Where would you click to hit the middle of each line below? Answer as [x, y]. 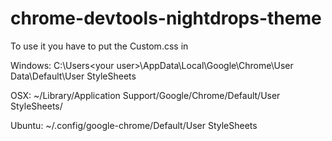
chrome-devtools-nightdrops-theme [166, 18]
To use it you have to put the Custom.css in [99, 46]
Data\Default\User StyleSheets [73, 76]
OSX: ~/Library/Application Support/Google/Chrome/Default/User [145, 95]
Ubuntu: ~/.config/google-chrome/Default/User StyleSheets [134, 125]
